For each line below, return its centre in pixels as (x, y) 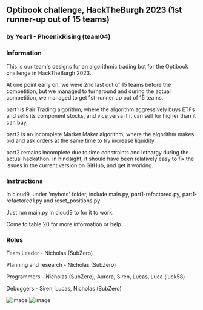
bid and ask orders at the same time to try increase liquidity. (81, 140)
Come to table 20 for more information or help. (65, 224)
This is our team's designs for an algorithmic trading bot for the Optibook (98, 66)
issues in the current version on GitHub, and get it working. (80, 165)
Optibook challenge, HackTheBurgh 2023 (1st (94, 10)
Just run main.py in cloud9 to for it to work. (60, 212)
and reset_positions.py (72, 201)
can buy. (17, 122)
